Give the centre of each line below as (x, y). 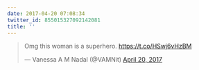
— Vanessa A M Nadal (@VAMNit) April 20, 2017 (93, 60)
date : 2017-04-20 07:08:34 (46, 14)
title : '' (21, 26)
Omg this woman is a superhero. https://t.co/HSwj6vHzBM (108, 46)
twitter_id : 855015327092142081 (54, 20)
